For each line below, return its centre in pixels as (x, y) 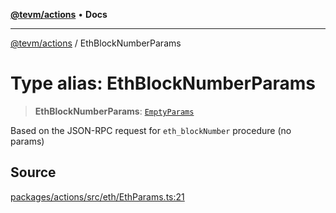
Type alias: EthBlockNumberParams (163, 83)
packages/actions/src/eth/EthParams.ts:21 (97, 196)
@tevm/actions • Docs (59, 14)
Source (33, 172)
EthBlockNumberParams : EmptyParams (114, 111)
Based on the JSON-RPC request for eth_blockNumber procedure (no (151, 130)
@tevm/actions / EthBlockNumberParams (96, 43)
